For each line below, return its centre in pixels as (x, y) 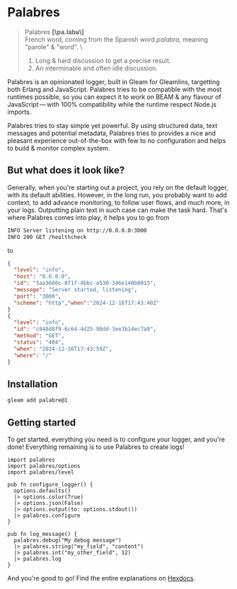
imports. (19, 112)
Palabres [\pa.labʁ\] (54, 32)
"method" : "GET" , (39, 336)
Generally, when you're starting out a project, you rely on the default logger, (118, 187)
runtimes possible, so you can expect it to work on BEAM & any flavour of (114, 97)
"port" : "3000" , (37, 296)
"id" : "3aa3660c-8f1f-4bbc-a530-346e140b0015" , (85, 284)
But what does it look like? (66, 170)
